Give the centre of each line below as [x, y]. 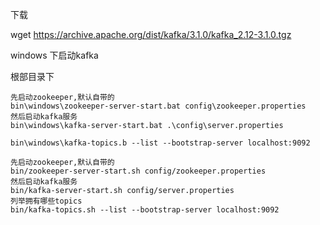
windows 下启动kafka [54, 55]
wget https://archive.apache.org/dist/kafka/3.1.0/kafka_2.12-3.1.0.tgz [151, 34]
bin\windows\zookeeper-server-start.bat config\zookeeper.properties [158, 106]
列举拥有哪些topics [46, 201]
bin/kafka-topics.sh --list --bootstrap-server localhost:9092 [145, 210]
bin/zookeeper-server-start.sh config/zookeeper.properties [138, 171]
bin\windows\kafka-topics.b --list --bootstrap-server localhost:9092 [160, 143]
